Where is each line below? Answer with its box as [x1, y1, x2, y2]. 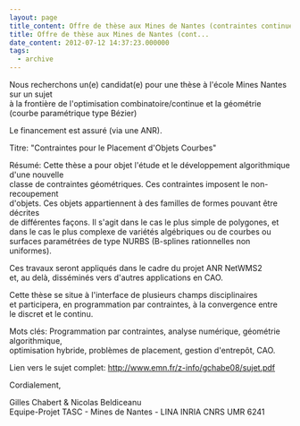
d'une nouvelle [9, 169, 64, 180]
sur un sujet [9, 89, 54, 99]
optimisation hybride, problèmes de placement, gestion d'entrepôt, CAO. [9, 345, 276, 355]
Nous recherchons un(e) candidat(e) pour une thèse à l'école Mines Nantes [9, 80, 287, 89]
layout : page [9, 13, 58, 22]
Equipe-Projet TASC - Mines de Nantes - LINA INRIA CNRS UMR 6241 [9, 406, 265, 417]
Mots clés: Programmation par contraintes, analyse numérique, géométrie [9, 326, 281, 337]
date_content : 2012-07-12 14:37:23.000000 [9, 38, 170, 47]
